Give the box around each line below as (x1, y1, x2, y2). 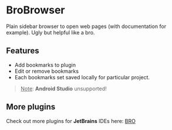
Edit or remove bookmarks (14, 68, 79, 75)
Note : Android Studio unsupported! (20, 85, 107, 92)
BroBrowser (6, 3, 66, 17)
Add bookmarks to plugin (14, 61, 76, 68)
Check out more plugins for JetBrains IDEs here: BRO (6, 117, 136, 124)
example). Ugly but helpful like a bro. (6, 29, 95, 36)
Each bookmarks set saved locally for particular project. (14, 73, 150, 80)
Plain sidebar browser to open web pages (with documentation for (6, 23, 166, 30)
